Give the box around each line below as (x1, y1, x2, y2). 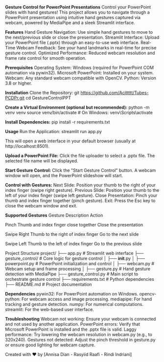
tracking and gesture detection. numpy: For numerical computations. (5, 301, 143, 307)
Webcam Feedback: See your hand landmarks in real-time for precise (16, 45, 157, 50)
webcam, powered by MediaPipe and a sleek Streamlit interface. (5, 20, 135, 25)
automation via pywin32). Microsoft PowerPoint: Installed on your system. (5, 70, 154, 75)
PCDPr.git (5, 95, 25, 101)
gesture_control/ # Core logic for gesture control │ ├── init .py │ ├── (5, 255, 145, 261)
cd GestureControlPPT (25, 95, 71, 101)
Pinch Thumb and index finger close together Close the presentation (5, 222, 143, 227)
